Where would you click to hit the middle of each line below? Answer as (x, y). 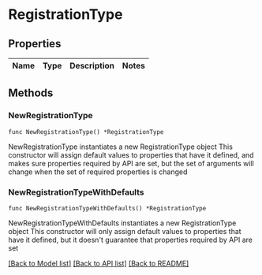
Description (92, 66)
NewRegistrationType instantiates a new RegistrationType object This (120, 147)
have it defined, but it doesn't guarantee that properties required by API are (130, 240)
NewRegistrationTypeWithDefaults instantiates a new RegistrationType (122, 223)
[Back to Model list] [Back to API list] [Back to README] (99, 263)
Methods (31, 93)
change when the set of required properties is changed (98, 172)
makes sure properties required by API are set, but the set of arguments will (131, 163)
